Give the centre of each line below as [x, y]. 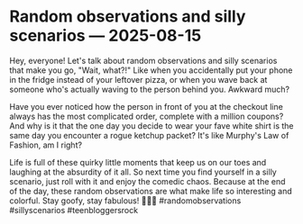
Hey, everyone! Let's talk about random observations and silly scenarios [143, 60]
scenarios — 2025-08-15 [106, 36]
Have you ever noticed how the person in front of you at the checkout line [147, 106]
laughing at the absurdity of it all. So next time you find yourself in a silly [143, 172]
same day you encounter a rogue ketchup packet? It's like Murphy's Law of [149, 135]
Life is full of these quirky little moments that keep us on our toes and [138, 162]
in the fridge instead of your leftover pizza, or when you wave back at [138, 79]
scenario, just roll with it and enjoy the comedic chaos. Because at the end [147, 181]
